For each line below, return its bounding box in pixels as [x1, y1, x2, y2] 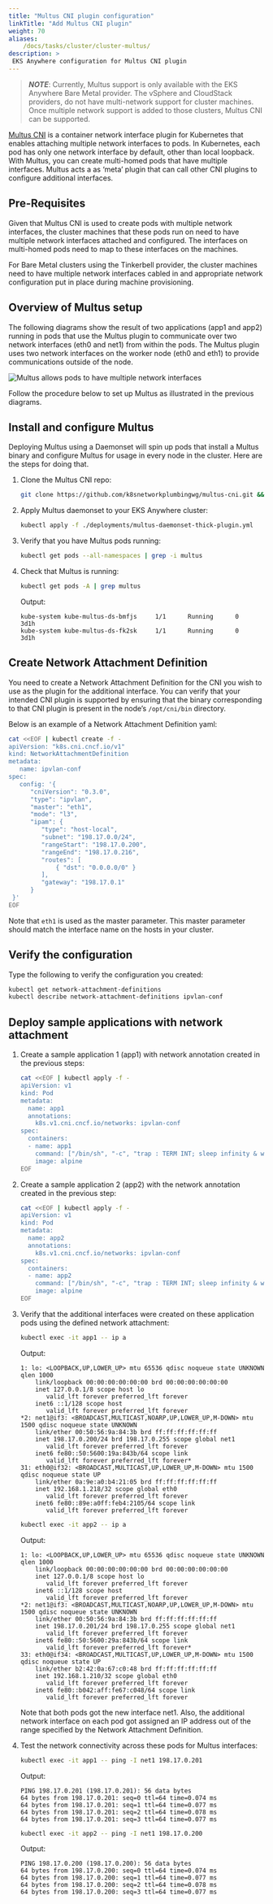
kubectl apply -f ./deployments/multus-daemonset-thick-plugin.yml [19, 521, 253, 529]
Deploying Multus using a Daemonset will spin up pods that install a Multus [8, 442, 259, 452]
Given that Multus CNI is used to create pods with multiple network [8, 218, 233, 228]
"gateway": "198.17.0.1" [41, 879, 126, 887]
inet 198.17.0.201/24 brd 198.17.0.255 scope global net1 [35, 1622, 236, 1630]
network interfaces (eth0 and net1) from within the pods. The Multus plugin [8, 339, 260, 350]
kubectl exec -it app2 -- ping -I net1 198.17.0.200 [19, 1829, 203, 1837]
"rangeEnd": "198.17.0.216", [41, 848, 140, 856]
